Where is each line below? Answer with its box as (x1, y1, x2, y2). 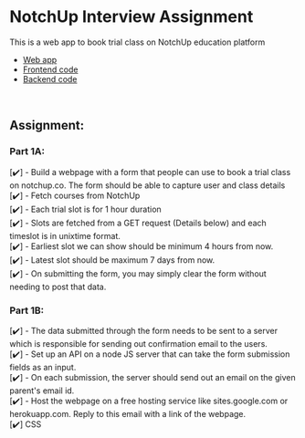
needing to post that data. (9, 281, 107, 292)
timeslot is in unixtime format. (9, 230, 121, 241)
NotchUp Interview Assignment (9, 6, 254, 27)
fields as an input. (9, 361, 77, 372)
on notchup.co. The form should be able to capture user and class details (9, 180, 286, 191)
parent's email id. (9, 385, 75, 396)
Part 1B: (9, 304, 45, 317)
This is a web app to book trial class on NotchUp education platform (9, 36, 266, 47)
